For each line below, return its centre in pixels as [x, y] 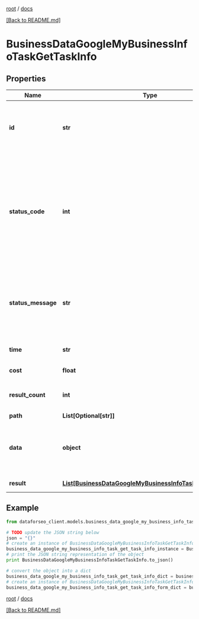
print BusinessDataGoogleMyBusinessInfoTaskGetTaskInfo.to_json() [90, 560]
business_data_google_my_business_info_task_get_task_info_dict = [90, 576]
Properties [26, 79]
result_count [27, 395]
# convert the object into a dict [49, 571]
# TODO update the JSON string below [53, 532]
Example [23, 508]
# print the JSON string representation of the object [75, 555]
